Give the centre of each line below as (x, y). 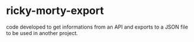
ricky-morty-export (55, 11)
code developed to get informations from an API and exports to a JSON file (97, 27)
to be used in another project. (42, 33)
